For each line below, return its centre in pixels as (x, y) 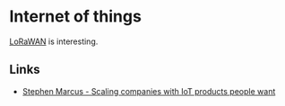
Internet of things (75, 17)
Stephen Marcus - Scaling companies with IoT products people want (149, 91)
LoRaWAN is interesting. (54, 41)
